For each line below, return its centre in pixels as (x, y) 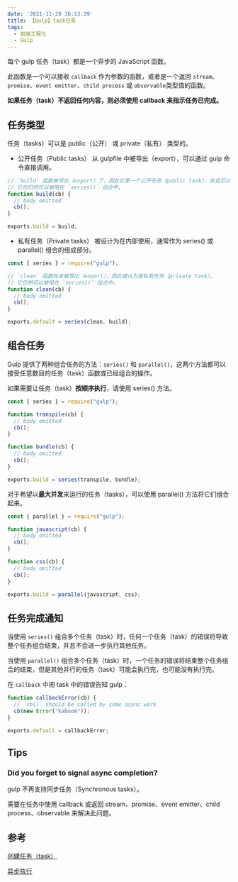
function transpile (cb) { (45, 414)
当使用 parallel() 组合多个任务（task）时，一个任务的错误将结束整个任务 (115, 661)
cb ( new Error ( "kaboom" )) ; (52, 711)
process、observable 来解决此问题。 (61, 813)
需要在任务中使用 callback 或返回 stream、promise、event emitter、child (114, 804)
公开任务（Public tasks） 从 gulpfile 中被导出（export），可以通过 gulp (120, 158)
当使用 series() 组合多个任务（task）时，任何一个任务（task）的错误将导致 (118, 636)
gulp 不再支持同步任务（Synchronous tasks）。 (75, 789)
